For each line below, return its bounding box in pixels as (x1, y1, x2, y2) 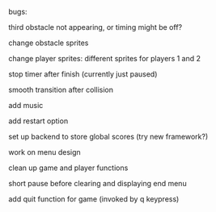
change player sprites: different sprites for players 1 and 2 (8, 54, 201, 63)
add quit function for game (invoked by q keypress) (8, 194, 180, 204)
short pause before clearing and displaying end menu (8, 179, 188, 188)
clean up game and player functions (8, 163, 129, 173)
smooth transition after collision (8, 85, 113, 94)
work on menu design (8, 148, 81, 156)
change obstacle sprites (8, 38, 89, 48)
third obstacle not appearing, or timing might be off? (8, 23, 183, 31)
